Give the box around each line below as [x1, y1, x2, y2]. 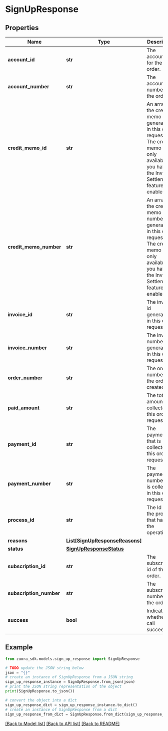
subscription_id [7, 563, 46, 570]
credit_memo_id [7, 144, 47, 151]
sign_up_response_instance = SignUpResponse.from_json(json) [5, 679, 135, 684]
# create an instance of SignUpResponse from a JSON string [5, 675, 133, 680]
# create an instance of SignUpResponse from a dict [5, 707, 117, 712]
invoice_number [7, 344, 47, 351]
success [7, 617, 28, 623]
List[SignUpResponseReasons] [65, 537, 142, 544]
